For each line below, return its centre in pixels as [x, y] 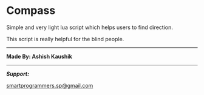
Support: [18, 74]
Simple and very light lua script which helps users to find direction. [90, 27]
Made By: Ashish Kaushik [39, 56]
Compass [31, 11]
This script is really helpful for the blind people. [65, 39]
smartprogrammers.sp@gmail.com [50, 85]
